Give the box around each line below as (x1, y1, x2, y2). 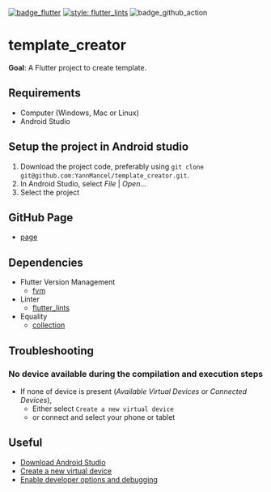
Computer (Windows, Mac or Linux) (19, 108, 140, 118)
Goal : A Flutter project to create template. (8, 62, 147, 72)
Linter (19, 294, 40, 304)
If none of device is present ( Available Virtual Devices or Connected (19, 386, 248, 396)
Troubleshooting (8, 344, 95, 357)
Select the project (19, 187, 80, 197)
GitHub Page (8, 211, 74, 225)
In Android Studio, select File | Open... (19, 178, 147, 188)
